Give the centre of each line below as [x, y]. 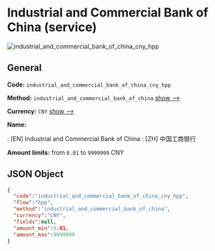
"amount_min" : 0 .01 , [41, 228]
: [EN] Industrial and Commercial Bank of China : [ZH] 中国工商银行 [102, 138]
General [25, 68]
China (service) [52, 27]
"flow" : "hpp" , [33, 203]
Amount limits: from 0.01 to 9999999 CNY [66, 152]
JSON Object [35, 174]
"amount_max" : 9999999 [44, 234]
